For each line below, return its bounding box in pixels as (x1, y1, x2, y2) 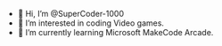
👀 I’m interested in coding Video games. (17, 18, 165, 28)
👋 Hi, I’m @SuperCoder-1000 (17, 9, 125, 19)
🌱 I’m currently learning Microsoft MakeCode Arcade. (17, 27, 214, 37)
